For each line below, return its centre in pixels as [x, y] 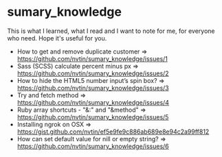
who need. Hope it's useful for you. [57, 38]
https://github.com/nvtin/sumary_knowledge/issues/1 [92, 58]
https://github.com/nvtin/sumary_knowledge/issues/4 [93, 102]
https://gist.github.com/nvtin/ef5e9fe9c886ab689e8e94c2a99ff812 [113, 132]
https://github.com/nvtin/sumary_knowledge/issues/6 [93, 146]
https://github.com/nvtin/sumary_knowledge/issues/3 [93, 88]
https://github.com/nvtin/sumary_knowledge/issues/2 [93, 73]
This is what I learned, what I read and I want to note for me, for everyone [111, 31]
